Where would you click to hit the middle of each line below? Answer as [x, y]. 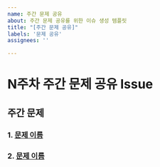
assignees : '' [28, 41]
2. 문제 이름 [26, 156]
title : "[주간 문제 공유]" [43, 27]
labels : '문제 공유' [35, 34]
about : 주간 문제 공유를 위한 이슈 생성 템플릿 [67, 21]
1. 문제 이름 [25, 135]
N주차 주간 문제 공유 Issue [80, 85]
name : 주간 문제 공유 [35, 14]
